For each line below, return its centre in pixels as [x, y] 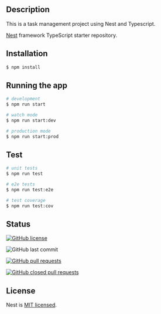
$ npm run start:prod [32, 136]
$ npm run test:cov [30, 206]
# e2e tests [20, 184]
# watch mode [22, 115]
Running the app [37, 85]
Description [28, 10]
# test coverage [26, 200]
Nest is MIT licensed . [32, 305]
